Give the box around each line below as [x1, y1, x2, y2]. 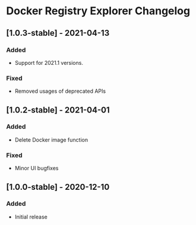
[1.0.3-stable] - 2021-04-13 [6, 28, 110, 38]
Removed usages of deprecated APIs [14, 87, 106, 95]
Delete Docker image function [14, 136, 88, 143]
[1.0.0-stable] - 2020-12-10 [6, 182, 110, 192]
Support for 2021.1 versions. [14, 59, 83, 66]
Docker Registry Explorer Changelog [6, 4, 191, 18]
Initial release [14, 213, 48, 220]
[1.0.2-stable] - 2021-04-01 [6, 105, 110, 115]
